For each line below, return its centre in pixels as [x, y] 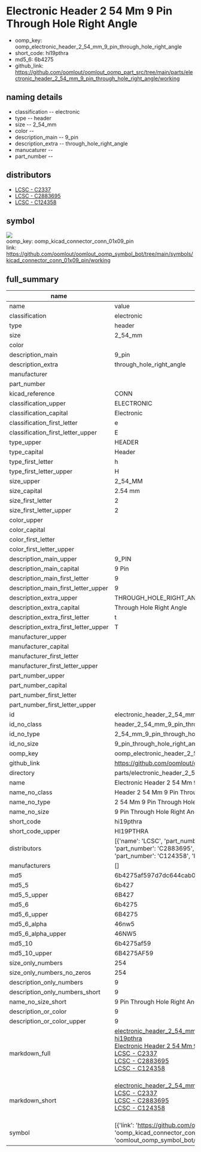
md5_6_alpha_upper [38, 934]
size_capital [26, 491]
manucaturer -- [34, 150]
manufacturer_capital [39, 646]
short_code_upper [35, 831]
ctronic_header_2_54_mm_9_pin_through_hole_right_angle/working [97, 78]
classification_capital [39, 413]
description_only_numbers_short [55, 992]
